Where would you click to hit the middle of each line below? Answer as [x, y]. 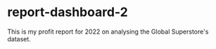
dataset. [19, 38]
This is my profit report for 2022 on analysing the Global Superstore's [108, 31]
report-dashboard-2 [68, 12]
